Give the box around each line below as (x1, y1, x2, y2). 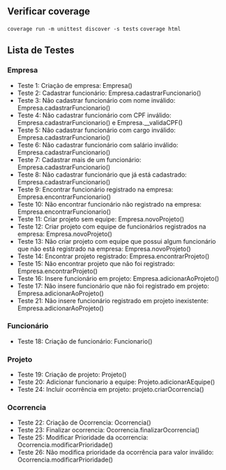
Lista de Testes (7, 45, 75, 57)
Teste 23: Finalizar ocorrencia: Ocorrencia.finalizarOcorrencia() (17, 426, 200, 434)
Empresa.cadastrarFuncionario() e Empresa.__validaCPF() (17, 118, 183, 126)
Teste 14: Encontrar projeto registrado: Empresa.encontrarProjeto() (17, 251, 210, 260)
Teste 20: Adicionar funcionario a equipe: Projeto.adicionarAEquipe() (17, 378, 216, 386)
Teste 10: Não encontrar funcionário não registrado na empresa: (17, 200, 202, 208)
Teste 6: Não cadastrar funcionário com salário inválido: (17, 140, 179, 149)
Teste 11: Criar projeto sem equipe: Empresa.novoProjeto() (17, 214, 185, 223)
